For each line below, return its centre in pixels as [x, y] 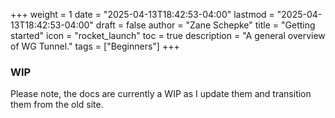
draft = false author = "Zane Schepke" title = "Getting [205, 25]
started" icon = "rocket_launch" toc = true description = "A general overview [168, 35]
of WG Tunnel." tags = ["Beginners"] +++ [95, 46]
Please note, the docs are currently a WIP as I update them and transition [161, 94]
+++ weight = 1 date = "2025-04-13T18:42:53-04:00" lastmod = [142, 14]
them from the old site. [57, 105]
